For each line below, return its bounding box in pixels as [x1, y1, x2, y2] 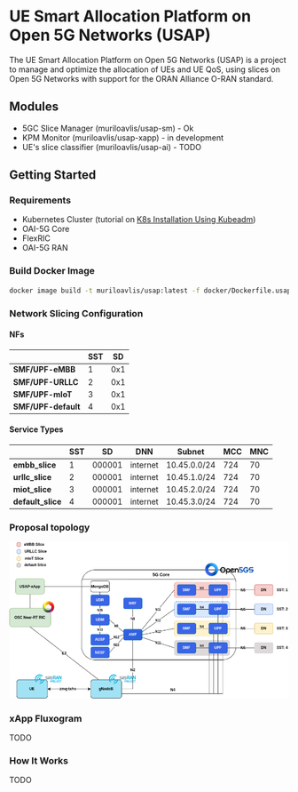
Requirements [9, 194, 72, 206]
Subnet [176, 446, 205, 457]
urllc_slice [12, 471, 52, 482]
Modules [9, 100, 59, 115]
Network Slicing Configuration [9, 307, 144, 319]
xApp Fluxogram [9, 712, 82, 724]
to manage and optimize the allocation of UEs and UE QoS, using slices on [9, 64, 281, 75]
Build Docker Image [9, 265, 96, 277]
